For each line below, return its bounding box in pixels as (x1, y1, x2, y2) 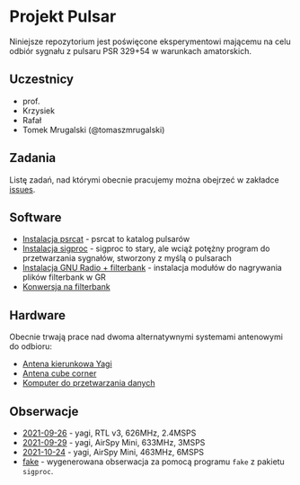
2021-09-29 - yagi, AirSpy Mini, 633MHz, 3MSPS (22, 437, 206, 447)
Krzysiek (22, 105, 56, 116)
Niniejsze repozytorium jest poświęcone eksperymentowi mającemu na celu (9, 36, 291, 47)
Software (9, 210, 62, 225)
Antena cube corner (22, 368, 97, 379)
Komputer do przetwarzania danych (22, 378, 155, 389)
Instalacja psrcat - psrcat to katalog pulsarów (22, 234, 190, 245)
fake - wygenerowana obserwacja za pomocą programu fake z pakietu (22, 456, 285, 467)
